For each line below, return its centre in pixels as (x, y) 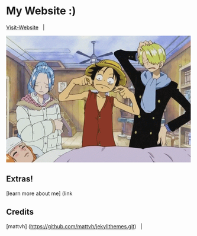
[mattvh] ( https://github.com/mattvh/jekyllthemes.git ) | (74, 226)
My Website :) (41, 11)
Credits (20, 212)
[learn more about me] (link (39, 193)
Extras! (20, 179)
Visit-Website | (25, 27)
